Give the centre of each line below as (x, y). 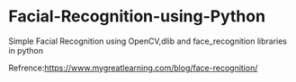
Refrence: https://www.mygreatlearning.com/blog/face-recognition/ (133, 68)
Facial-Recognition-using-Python (137, 16)
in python (26, 50)
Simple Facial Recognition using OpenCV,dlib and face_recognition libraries (148, 41)
